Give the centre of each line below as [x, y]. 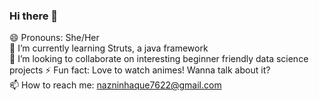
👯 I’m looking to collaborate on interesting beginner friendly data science [159, 59]
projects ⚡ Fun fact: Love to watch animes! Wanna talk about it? [140, 70]
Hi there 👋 [34, 16]
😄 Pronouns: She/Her [54, 38]
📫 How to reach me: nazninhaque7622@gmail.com [115, 85]
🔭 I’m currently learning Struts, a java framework [109, 48]
